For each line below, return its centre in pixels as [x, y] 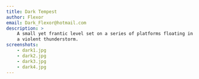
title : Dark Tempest [32, 12]
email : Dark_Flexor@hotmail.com [46, 23]
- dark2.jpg [32, 56]
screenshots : [22, 45]
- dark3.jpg [32, 61]
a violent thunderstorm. [48, 39]
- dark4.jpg [32, 67]
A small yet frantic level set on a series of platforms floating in [105, 34]
